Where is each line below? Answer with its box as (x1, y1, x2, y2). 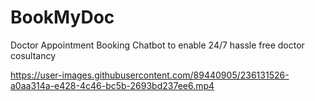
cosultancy (10, 49, 57, 61)
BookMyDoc (10, 6, 115, 29)
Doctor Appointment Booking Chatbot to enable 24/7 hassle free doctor (10, 39, 305, 51)
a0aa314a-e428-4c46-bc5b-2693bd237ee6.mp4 (10, 79, 215, 91)
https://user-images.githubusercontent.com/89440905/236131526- (10, 69, 290, 81)
